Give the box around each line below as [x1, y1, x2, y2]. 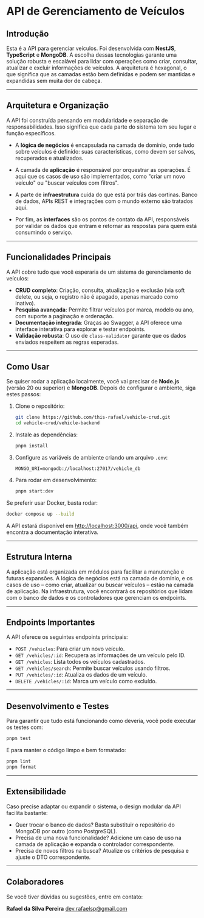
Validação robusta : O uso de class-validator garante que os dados [15, 332, 186, 339]
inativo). [15, 299, 36, 307]
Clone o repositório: [15, 402, 65, 410]
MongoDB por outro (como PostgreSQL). [15, 827, 117, 834]
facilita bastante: [6, 809, 48, 816]
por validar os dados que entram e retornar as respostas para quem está [15, 222, 197, 229]
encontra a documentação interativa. [6, 528, 99, 536]
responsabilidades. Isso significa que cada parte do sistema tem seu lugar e [6, 123, 197, 130]
